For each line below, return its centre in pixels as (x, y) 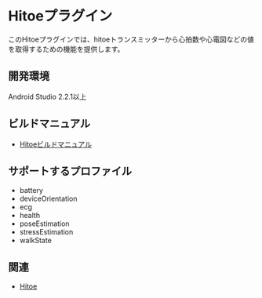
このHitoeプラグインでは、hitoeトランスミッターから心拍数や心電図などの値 (131, 39)
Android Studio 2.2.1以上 (47, 96)
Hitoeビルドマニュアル (56, 144)
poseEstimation (44, 223)
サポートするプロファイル (70, 171)
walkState (36, 241)
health (30, 216)
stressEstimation (46, 232)
